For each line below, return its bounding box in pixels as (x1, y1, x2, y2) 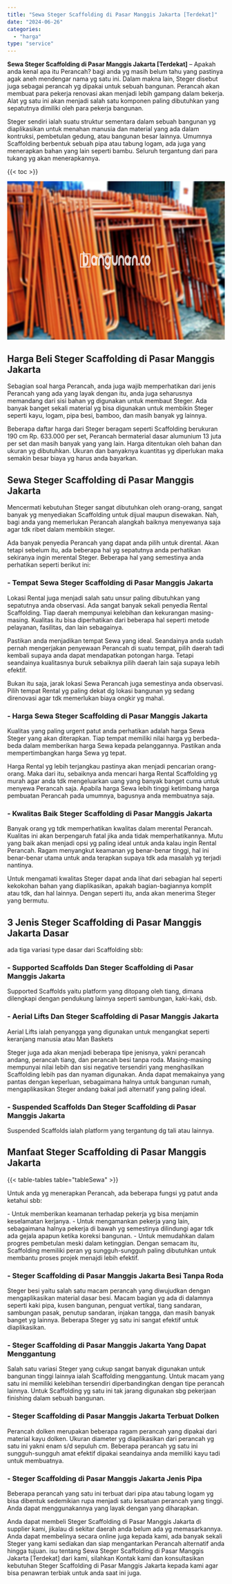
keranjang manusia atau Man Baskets (7, 1034, 114, 1043)
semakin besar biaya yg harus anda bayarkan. (7, 454, 138, 463)
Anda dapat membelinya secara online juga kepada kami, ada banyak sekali (7, 1532, 222, 1540)
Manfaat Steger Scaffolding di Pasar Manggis (7, 1146, 207, 1158)
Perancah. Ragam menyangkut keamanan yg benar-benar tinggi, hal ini (7, 847, 209, 855)
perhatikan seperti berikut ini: (7, 561, 91, 569)
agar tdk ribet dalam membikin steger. (7, 525, 115, 534)
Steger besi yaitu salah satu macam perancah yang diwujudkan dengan (7, 1286, 211, 1295)
